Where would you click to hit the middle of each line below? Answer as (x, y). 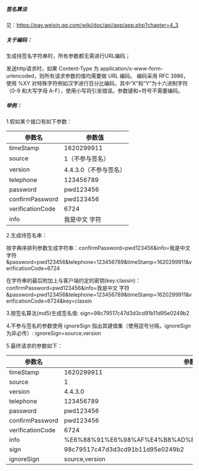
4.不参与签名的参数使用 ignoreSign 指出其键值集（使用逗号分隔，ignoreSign (99, 326)
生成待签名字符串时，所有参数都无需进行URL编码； (68, 56)
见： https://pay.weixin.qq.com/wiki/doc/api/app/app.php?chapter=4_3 (92, 25)
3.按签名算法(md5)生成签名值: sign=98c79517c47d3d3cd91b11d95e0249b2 (98, 313)
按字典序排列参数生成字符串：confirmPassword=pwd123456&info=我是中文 (98, 248)
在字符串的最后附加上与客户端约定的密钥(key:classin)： (73, 280)
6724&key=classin (70, 301)
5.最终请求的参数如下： (34, 346)
